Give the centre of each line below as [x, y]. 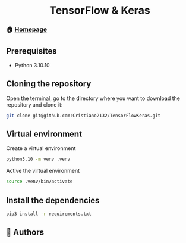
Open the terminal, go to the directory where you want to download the [93, 98]
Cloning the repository [49, 84]
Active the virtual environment [43, 171]
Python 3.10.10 [32, 65]
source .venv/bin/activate [40, 182]
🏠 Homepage [27, 29]
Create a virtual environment [41, 148]
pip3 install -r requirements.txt [49, 214]
